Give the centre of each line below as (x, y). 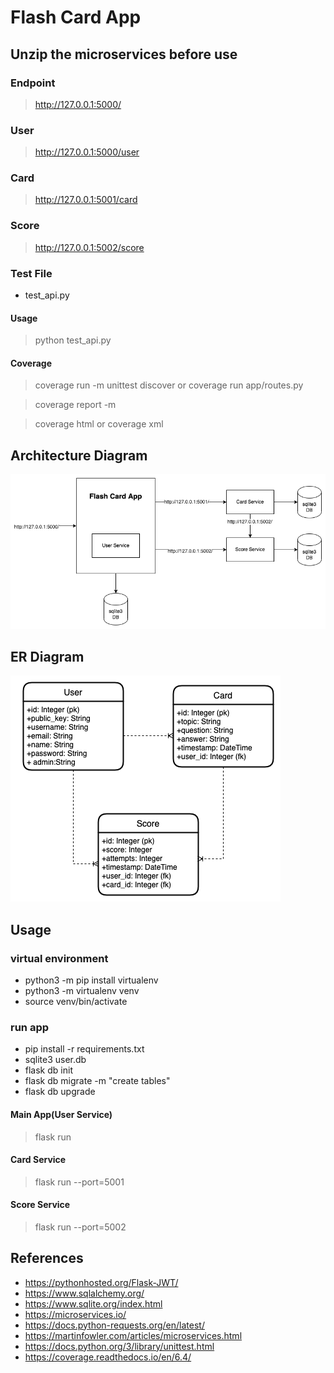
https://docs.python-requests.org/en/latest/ (114, 1325)
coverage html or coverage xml (99, 424)
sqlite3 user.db (55, 1060)
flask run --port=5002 (80, 1227)
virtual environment (59, 958)
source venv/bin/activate (76, 1002)
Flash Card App (76, 17)
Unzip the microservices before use (124, 54)
